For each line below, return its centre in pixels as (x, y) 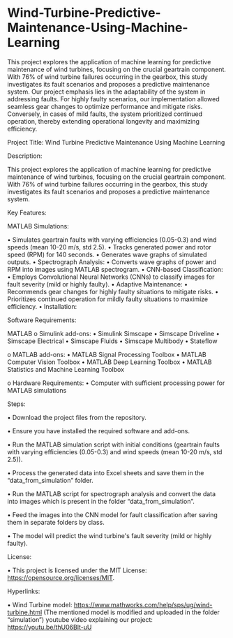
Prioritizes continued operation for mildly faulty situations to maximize (107, 299)
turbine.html (25, 612)
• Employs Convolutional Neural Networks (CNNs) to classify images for (111, 277)
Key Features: (27, 212)
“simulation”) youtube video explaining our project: (80, 619)
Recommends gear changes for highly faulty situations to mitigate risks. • (113, 291)
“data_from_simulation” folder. (50, 480)
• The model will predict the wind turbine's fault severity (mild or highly (110, 535)
